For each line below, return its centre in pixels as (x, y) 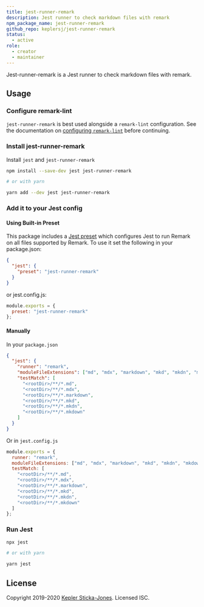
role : (13, 46)
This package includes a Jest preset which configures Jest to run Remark (98, 236)
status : (16, 35)
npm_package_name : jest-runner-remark (55, 23)
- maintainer (28, 57)
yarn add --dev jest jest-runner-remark (58, 193)
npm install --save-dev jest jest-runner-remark (69, 171)
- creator (24, 52)
